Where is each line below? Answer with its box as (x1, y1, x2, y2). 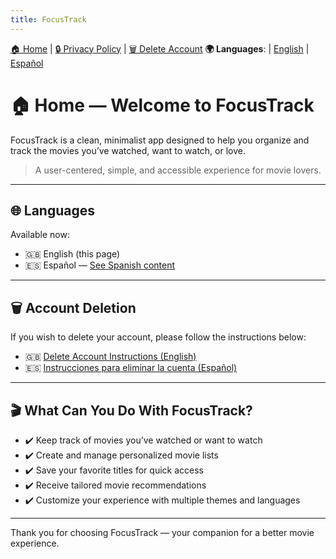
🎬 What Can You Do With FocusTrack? (10, 402, 253, 419)
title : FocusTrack (10, 14, 87, 25)
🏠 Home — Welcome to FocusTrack (10, 94, 315, 116)
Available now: (10, 229, 70, 241)
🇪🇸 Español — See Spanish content (24, 259, 176, 271)
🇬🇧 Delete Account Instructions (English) (24, 351, 197, 363)
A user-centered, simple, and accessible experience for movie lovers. (34, 164, 322, 176)
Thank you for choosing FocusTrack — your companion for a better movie (10, 527, 315, 538)
